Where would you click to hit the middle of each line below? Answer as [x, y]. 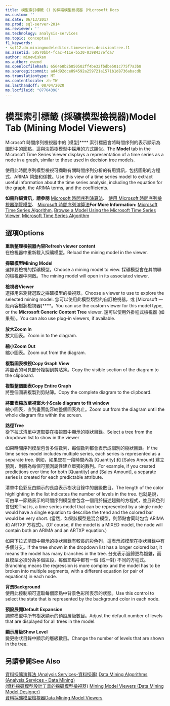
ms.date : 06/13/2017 [27, 19]
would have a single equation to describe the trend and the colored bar [79, 512]
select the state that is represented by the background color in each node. [82, 599]
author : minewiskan [26, 57]
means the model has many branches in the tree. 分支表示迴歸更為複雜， [81, 554]
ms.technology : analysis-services [42, 33]
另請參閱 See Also [33, 661]
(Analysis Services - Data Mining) [40, 680]
